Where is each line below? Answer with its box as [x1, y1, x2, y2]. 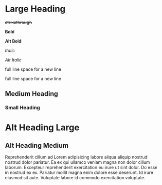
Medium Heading [5, 90, 58, 98]
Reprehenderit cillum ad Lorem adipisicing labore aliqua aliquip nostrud [5, 154, 147, 160]
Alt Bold [5, 38, 22, 44]
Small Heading [5, 104, 40, 111]
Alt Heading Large [5, 122, 80, 133]
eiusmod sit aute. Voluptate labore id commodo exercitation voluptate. [5, 175, 145, 181]
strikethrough [5, 19, 32, 25]
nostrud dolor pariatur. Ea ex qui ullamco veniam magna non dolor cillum [5, 159, 150, 165]
